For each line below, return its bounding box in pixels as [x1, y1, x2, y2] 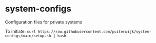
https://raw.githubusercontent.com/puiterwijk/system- [38, 29, 152, 34]
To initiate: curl [5, 28, 36, 34]
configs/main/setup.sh [5, 33, 51, 38]
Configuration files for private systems [5, 19, 82, 25]
